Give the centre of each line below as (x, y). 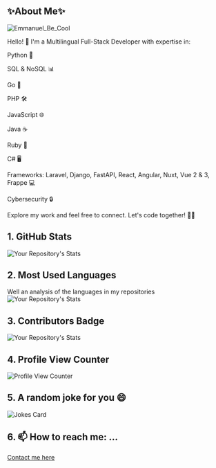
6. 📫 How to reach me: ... (63, 437)
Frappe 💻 (21, 182)
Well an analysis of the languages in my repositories (81, 292)
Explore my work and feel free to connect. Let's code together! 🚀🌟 (101, 215)
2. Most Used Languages (62, 275)
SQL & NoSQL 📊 (31, 69)
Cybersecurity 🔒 (30, 199)
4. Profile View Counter (58, 359)
